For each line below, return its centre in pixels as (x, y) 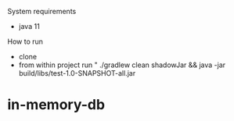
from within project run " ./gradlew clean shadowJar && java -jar (122, 65)
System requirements (42, 11)
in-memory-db (56, 105)
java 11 (29, 26)
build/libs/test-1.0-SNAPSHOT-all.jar (77, 73)
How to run (25, 41)
